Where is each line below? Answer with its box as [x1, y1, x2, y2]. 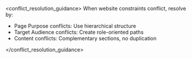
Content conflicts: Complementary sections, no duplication [14, 35, 157, 41]
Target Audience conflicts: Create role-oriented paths [14, 29, 144, 36]
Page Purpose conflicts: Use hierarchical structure [14, 23, 136, 29]
